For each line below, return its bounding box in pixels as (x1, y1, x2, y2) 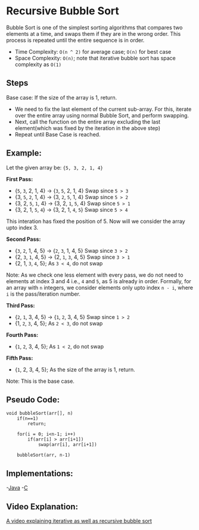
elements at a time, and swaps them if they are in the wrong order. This (6, 30, 181, 37)
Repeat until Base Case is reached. (14, 131, 101, 138)
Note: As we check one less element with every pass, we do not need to (6, 271, 184, 278)
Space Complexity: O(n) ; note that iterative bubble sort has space (14, 54, 176, 61)
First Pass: (6, 175, 33, 182)
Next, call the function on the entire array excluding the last (14, 118, 161, 125)
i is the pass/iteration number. (6, 290, 80, 297)
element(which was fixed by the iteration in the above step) (14, 124, 161, 132)
